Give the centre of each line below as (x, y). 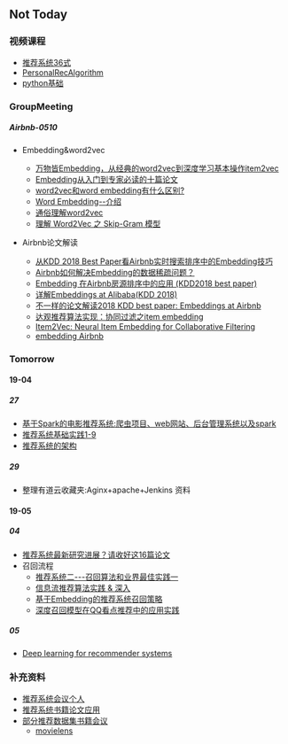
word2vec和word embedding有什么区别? (109, 190)
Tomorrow (32, 359)
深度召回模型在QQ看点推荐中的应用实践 (107, 609)
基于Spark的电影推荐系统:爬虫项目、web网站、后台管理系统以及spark (149, 423)
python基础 (43, 82)
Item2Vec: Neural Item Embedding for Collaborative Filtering (145, 326)
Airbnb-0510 (33, 128)
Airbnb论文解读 (50, 242)
